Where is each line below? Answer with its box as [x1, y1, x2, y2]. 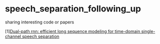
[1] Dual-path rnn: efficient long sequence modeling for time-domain [5, 28, 141, 34]
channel [5, 33, 21, 39]
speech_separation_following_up [5, 3, 142, 14]
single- [141, 28, 156, 34]
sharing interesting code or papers [5, 19, 74, 25]
